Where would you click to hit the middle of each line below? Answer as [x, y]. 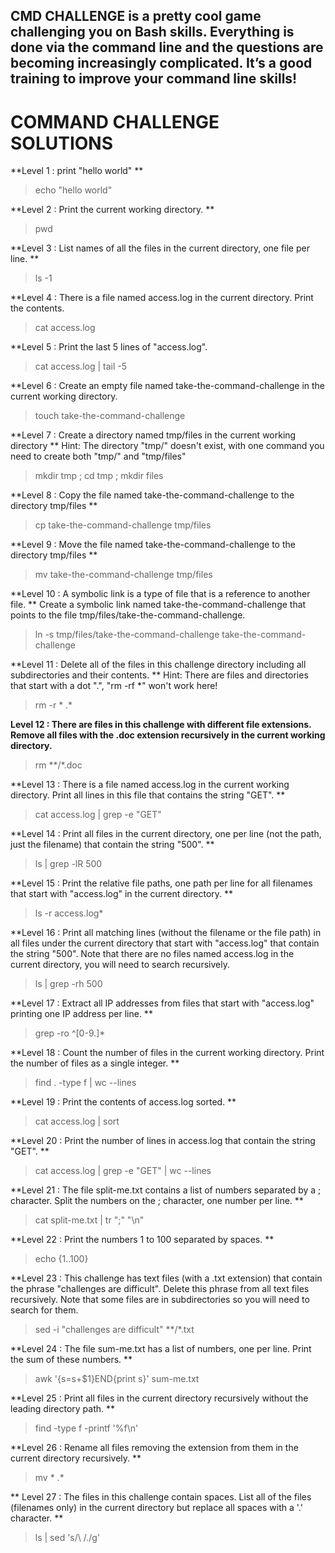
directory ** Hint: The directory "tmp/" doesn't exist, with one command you [167, 446]
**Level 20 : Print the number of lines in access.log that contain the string [163, 1141]
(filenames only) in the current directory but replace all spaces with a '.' [156, 1508]
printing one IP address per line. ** [81, 1014]
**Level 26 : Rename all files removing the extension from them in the [154, 1448]
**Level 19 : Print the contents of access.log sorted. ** [123, 1102]
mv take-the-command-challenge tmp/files [123, 575]
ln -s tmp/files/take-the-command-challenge [127, 635]
